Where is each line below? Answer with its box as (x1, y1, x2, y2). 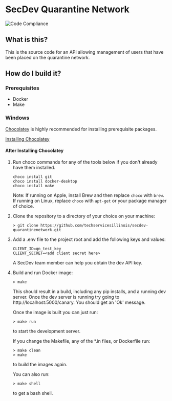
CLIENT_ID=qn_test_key (12, 246, 61, 251)
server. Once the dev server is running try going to (12, 294, 120, 300)
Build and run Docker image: (12, 270, 73, 276)
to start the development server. (12, 328, 81, 334)
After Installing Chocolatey (5, 147, 64, 154)
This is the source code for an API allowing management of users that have (5, 49, 164, 55)
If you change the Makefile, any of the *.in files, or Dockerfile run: (12, 338, 150, 344)
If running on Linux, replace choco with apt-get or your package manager (12, 197, 167, 204)
